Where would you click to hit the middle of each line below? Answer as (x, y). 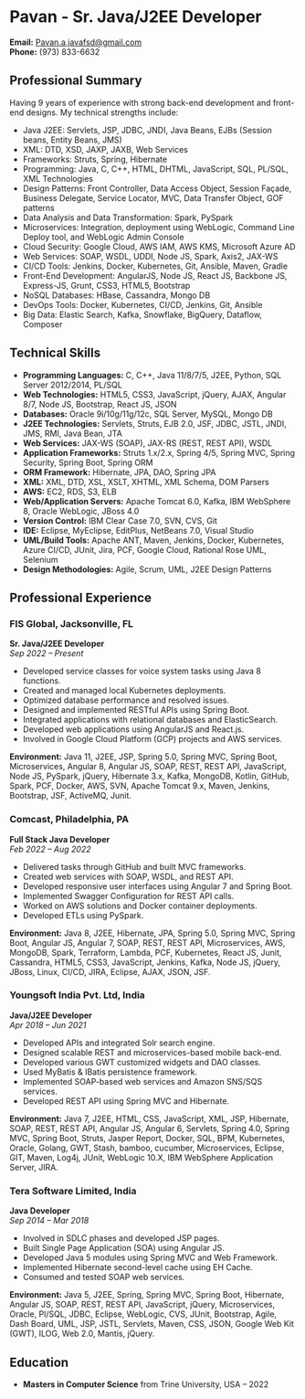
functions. (42, 681)
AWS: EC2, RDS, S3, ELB (69, 492)
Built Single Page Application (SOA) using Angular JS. (124, 1248)
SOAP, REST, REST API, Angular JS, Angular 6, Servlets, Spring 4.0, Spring (150, 1128)
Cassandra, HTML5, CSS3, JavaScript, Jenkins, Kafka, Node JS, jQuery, (145, 962)
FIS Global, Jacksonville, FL (72, 623)
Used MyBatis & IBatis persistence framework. (110, 1072)
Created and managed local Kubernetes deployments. (124, 691)
